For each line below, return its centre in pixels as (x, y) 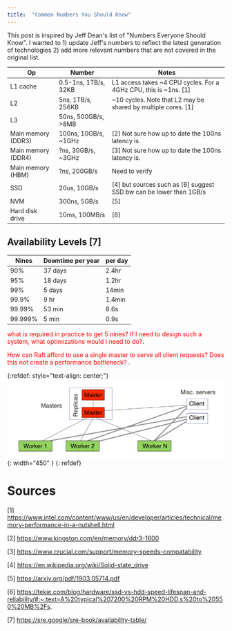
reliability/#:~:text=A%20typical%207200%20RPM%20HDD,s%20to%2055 (115, 599)
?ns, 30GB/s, (77, 150)
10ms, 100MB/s (82, 214)
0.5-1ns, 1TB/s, (82, 82)
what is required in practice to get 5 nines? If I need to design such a (105, 334)
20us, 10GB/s (78, 188)
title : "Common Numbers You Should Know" (69, 15)
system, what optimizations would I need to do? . (76, 342)
